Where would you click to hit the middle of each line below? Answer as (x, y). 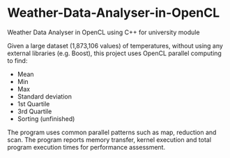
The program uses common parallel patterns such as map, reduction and (112, 132)
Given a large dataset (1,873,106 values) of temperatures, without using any (115, 45)
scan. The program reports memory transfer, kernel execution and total (109, 139)
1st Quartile (33, 103)
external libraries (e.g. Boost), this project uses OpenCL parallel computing (114, 53)
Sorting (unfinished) (46, 118)
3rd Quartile (34, 111)
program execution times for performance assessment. (86, 147)
